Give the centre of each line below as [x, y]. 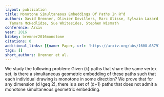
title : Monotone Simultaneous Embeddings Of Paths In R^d [65, 14]
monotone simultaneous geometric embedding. [53, 89]
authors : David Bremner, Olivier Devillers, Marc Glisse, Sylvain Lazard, [83, 19]
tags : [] [14, 50]
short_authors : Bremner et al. [37, 55]
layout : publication [26, 10]
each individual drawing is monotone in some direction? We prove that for [79, 79]
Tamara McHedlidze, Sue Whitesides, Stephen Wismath [64, 23]
